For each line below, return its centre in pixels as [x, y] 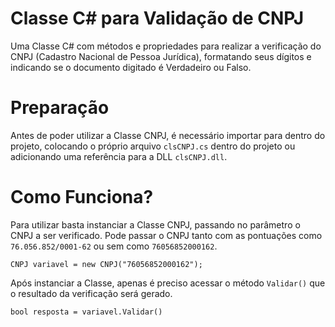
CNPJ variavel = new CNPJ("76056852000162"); [106, 264]
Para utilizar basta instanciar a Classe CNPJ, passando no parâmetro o [155, 224]
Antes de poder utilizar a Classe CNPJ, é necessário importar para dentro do [168, 135]
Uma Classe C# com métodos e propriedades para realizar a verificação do [166, 46]
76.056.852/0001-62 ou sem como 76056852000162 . [114, 246]
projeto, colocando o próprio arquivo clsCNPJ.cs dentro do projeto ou [153, 146]
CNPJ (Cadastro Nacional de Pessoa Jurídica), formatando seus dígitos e [161, 56]
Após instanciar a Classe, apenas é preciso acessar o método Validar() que [168, 283]
